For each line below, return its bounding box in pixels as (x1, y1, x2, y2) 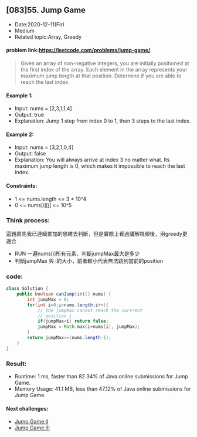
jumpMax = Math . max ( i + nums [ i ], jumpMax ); (37, 324, 141, 330)
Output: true (14, 111, 45, 118)
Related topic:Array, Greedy (14, 33, 82, 40)
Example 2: (6, 131, 34, 138)
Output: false (14, 150, 46, 157)
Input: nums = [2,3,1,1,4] (14, 105, 72, 112)
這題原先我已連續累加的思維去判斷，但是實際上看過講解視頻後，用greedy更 (6, 230, 188, 237)
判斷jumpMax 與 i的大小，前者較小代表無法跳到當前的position (14, 257, 164, 264)
